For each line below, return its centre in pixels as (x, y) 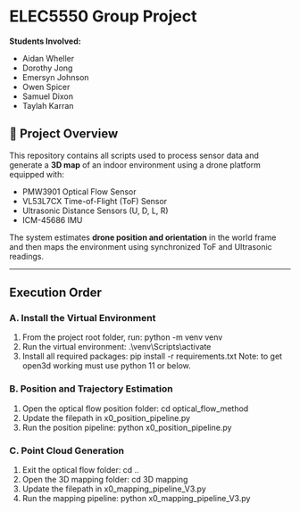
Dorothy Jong (47, 68)
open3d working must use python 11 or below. (107, 366)
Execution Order (56, 293)
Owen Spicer (46, 87)
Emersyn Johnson (55, 77)
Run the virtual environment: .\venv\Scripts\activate (117, 347)
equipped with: (37, 174)
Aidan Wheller (48, 58)
